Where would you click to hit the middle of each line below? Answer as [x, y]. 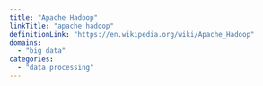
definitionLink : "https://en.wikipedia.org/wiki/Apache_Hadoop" [132, 34]
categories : [31, 59]
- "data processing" [56, 68]
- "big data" [42, 51]
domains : [26, 43]
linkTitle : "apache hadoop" [62, 26]
